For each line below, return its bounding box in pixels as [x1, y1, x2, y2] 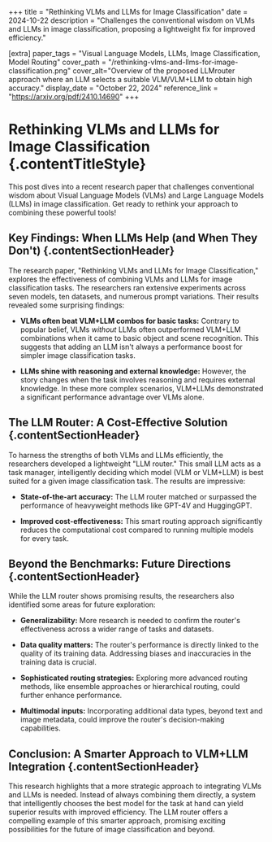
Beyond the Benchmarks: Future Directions [8, 556, 231, 570]
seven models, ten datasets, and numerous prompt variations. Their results [8, 291, 260, 301]
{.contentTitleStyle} [8, 155, 146, 173]
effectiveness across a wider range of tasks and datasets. [19, 624, 214, 634]
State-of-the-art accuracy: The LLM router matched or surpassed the [19, 491, 257, 501]
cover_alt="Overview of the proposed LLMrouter [72, 66, 235, 76]
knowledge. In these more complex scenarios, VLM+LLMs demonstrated [19, 383, 264, 393]
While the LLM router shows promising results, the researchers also [8, 591, 235, 601]
